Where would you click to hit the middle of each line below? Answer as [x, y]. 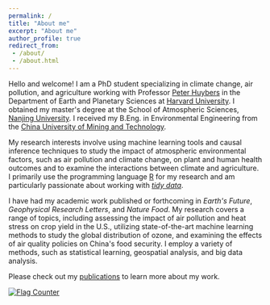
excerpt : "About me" [43, 31]
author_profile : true [45, 38]
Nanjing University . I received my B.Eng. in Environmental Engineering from [133, 118]
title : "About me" [39, 23]
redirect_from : [34, 46]
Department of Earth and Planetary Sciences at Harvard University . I [122, 101]
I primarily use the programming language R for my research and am [122, 176]
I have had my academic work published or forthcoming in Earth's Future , [130, 201]
